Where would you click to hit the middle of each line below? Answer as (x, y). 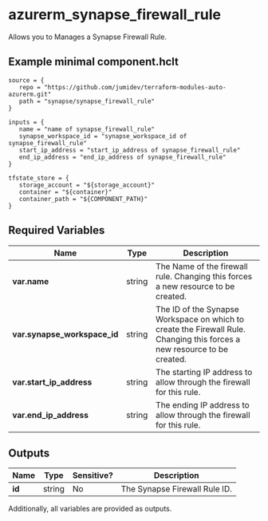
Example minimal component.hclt (94, 62)
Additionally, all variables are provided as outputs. (90, 509)
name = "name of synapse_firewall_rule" (87, 129)
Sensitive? (93, 476)
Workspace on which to (200, 319)
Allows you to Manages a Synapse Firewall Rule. (88, 37)
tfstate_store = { (39, 178)
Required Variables (57, 230)
